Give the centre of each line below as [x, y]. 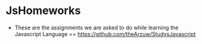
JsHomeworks [43, 11]
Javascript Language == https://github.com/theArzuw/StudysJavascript [105, 34]
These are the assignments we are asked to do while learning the [96, 28]
